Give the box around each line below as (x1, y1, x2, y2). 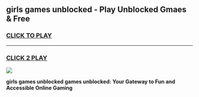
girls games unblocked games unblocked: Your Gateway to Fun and (6, 78, 176, 85)
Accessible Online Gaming (6, 84, 73, 91)
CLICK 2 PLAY (6, 53, 47, 62)
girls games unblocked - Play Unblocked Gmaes (6, 5, 187, 15)
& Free (6, 14, 31, 24)
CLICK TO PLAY (6, 32, 52, 40)
